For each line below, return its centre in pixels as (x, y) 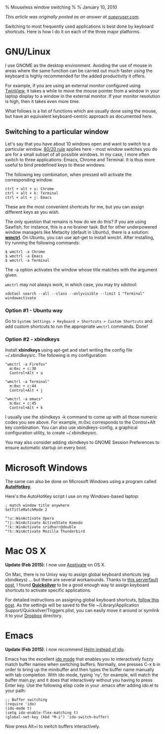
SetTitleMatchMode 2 (26, 510)
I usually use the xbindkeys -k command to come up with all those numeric (81, 417)
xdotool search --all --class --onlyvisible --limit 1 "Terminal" (75, 294)
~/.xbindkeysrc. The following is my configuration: (56, 355)
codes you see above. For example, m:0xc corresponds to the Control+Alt (80, 422)
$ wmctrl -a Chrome (25, 252)
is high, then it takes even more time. (42, 101)
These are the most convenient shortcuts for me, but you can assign (75, 207)
